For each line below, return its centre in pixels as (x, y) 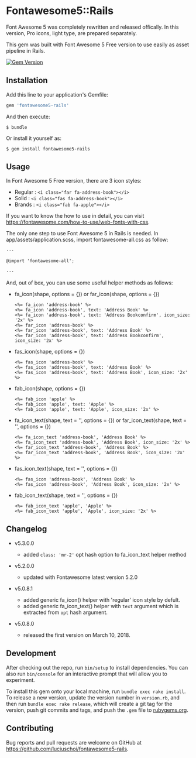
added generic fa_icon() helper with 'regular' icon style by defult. (102, 600)
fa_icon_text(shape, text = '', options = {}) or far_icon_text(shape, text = (101, 420)
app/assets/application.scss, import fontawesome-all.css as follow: (87, 240)
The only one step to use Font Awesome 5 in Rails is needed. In (82, 234)
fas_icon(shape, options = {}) (50, 352)
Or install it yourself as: (34, 138)
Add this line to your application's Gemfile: (57, 94)
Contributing (30, 728)
